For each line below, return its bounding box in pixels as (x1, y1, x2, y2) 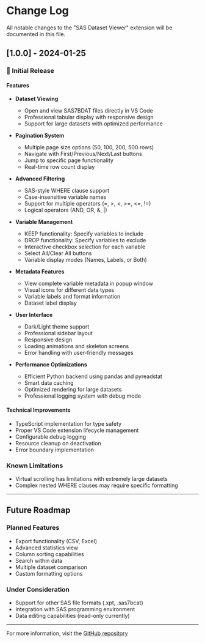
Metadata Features (15, 268, 65, 275)
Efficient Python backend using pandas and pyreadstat (24, 373, 163, 380)
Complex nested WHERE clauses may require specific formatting (15, 481, 178, 489)
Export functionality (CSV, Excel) (15, 537, 98, 545)
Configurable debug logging (15, 433, 87, 440)
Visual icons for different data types (24, 286, 115, 294)
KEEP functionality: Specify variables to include (24, 230, 144, 237)
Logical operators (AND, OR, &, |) (24, 206, 108, 214)
